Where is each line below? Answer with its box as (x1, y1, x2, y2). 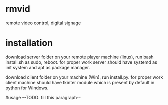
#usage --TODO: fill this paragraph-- (5, 94, 81, 100)
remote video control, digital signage (5, 20, 81, 26)
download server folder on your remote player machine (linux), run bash (5, 54, 154, 60)
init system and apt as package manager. (5, 64, 90, 70)
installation (5, 37, 53, 49)
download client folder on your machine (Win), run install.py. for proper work (5, 74, 163, 80)
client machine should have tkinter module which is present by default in (5, 79, 155, 85)
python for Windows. (5, 85, 49, 91)
